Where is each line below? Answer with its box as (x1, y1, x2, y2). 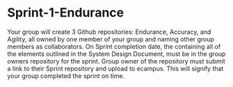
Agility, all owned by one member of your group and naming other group (7, 35, 214, 43)
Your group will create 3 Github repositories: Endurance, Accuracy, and (7, 28, 211, 36)
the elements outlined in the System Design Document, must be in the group (7, 50, 226, 58)
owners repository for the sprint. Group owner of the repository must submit (7, 57, 226, 65)
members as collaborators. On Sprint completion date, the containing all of (7, 42, 221, 50)
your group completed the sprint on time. (7, 71, 125, 80)
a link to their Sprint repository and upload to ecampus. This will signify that (7, 64, 224, 72)
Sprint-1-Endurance (7, 5, 124, 21)
